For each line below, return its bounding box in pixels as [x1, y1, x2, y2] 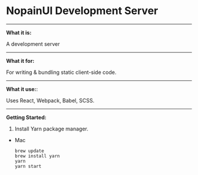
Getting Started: [6, 113, 47, 121]
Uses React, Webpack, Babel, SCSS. [6, 97, 95, 104]
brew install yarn [14, 153, 60, 159]
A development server [6, 40, 60, 48]
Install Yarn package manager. [14, 125, 88, 132]
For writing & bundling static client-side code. [6, 69, 117, 76]
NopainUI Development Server [6, 4, 159, 18]
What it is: [6, 29, 32, 36]
